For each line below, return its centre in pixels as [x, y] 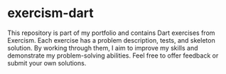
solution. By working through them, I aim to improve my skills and [103, 48]
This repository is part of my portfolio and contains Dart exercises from [111, 33]
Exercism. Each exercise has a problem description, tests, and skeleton [111, 40]
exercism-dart [50, 13]
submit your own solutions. [47, 63]
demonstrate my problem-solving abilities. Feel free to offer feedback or [113, 55]
